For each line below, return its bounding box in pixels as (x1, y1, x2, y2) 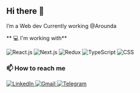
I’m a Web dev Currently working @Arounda (6, 22, 117, 29)
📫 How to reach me (6, 64, 66, 72)
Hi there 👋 (6, 6, 44, 16)
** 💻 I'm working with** (6, 34, 68, 41)
